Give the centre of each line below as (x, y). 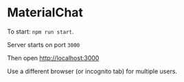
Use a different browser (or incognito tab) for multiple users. (92, 71)
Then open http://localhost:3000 (53, 58)
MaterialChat (45, 13)
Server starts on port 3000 (44, 44)
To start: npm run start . (41, 31)
